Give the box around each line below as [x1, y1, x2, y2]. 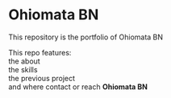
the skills [8, 64, 38, 74]
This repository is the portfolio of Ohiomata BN [8, 32, 164, 42]
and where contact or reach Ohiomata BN [8, 82, 148, 92]
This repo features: [8, 47, 72, 57]
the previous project [8, 73, 75, 83]
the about [8, 56, 40, 66]
